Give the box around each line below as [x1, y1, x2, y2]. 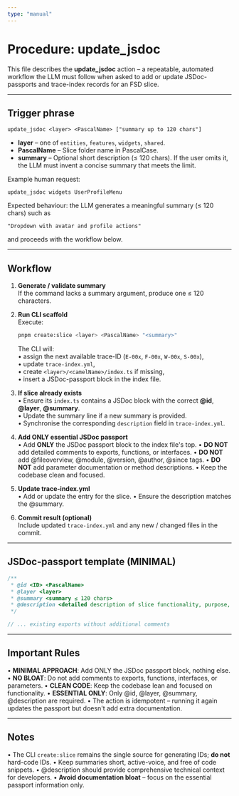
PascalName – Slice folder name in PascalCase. [17, 146, 159, 155]
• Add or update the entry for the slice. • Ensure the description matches [17, 492, 232, 501]
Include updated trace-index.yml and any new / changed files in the [17, 521, 218, 529]
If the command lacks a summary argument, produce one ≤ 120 [17, 289, 204, 298]
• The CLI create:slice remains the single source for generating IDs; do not [7, 750, 230, 759]
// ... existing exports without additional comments [7, 621, 171, 628]
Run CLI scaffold [17, 311, 68, 319]
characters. [17, 296, 52, 305]
